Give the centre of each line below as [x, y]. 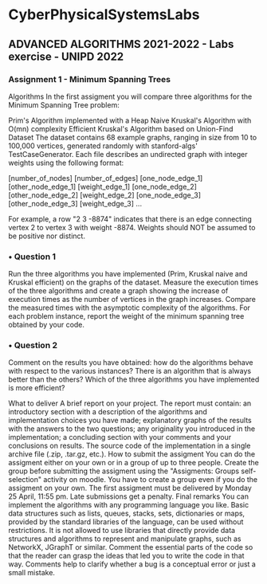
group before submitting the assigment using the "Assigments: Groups [124, 471]
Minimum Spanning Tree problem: [64, 104]
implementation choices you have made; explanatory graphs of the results [130, 421]
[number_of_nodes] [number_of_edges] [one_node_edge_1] [106, 178]
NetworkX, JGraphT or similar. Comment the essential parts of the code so [131, 547]
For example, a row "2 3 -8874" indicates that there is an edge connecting [130, 219]
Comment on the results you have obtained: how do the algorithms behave [131, 363]
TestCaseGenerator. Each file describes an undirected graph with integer [128, 154]
